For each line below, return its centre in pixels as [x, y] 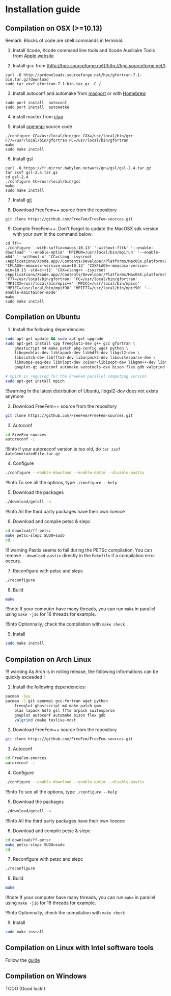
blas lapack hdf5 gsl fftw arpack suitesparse [65, 710]
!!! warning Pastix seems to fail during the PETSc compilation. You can [79, 550]
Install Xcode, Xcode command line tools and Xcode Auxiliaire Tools [84, 50]
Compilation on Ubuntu [43, 317]
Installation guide [43, 9]
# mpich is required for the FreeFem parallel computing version [76, 376]
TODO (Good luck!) [25, 988]
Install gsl [23, 159]
